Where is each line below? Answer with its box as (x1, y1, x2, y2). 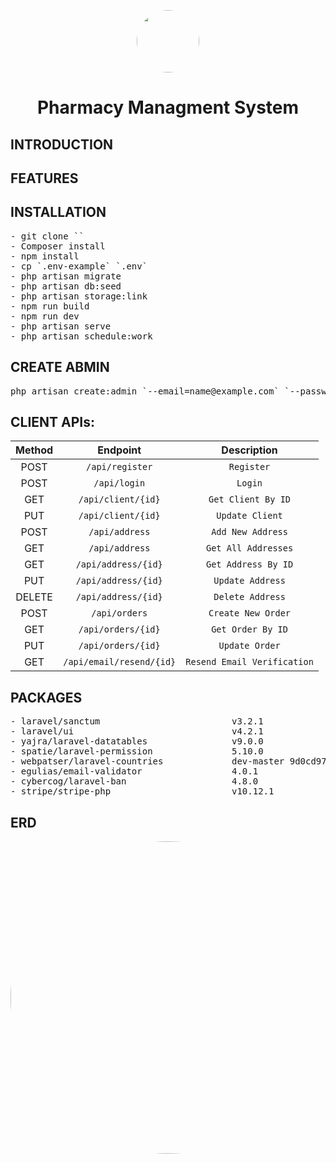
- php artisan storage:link (10, 290, 148, 302)
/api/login (93, 478, 146, 489)
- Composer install (10, 240, 106, 252)
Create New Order (208, 608, 292, 619)
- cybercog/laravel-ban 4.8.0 (10, 776, 259, 787)
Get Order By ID (211, 624, 288, 635)
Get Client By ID (208, 494, 292, 505)
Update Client (216, 510, 283, 522)
